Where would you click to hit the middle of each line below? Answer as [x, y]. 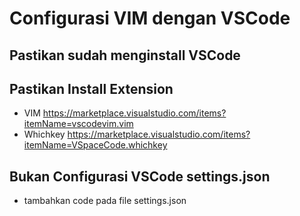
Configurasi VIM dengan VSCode [150, 18]
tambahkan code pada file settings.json [105, 201]
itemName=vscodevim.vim [78, 124]
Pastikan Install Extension [91, 88]
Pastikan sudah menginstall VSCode [125, 55]
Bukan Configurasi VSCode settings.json [140, 176]
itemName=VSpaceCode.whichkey [95, 145]
